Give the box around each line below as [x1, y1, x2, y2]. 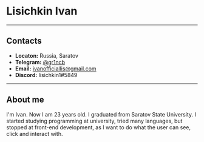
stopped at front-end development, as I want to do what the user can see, [6, 123, 191, 131]
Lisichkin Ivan [6, 4, 78, 18]
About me [6, 95, 44, 105]
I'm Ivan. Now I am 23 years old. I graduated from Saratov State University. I [6, 110, 196, 118]
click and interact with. [6, 130, 63, 137]
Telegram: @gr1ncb [15, 58, 66, 66]
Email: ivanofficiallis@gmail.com [15, 65, 97, 72]
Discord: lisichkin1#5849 [15, 71, 78, 78]
